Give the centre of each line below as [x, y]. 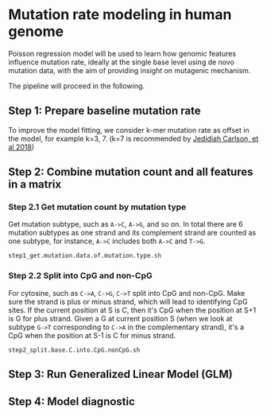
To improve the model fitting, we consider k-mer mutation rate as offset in [129, 130]
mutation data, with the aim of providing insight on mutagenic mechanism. [130, 70]
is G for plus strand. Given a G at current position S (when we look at [120, 318]
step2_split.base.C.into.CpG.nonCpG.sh [74, 350]
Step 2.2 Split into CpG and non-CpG [80, 276]
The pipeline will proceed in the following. [77, 86]
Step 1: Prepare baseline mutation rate [104, 111]
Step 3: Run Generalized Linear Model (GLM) [120, 374]
